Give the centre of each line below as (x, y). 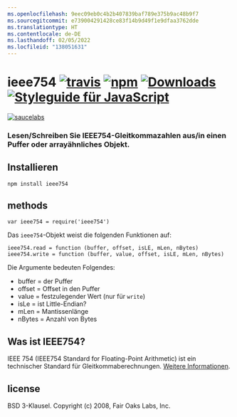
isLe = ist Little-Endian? (52, 304)
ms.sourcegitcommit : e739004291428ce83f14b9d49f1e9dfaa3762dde (103, 21)
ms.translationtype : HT (43, 27)
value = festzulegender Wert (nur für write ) (81, 297)
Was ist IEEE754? (46, 341)
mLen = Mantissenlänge (53, 312)
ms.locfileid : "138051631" (47, 47)
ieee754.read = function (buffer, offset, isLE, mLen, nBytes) (103, 248)
